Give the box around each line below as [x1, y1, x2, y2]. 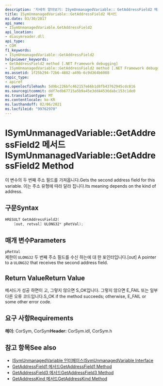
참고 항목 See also [5, 344, 57, 352]
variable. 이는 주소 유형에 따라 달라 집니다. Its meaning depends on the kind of [5, 183, 156, 189]
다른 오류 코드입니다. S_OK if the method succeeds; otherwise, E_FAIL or [5, 294, 147, 299]
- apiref [5, 79, 23, 84]
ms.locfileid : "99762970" [5, 106, 57, 112]
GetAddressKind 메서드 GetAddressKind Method [12, 375, 108, 382]
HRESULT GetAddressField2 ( [5, 217, 60, 222]
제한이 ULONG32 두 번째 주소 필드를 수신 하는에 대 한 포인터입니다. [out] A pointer [5, 254, 157, 260]
